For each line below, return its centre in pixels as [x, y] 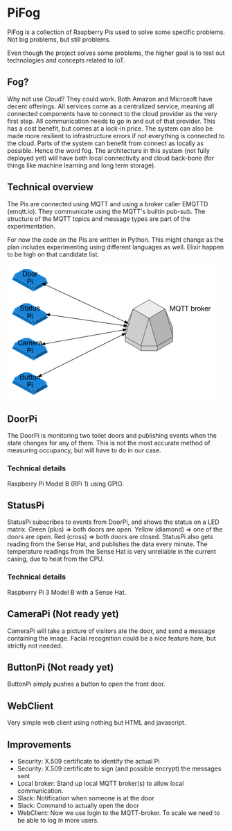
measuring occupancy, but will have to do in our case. [84, 450]
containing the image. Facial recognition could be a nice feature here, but [111, 638]
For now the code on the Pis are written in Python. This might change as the [115, 239]
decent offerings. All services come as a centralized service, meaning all [111, 106]
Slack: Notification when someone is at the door [86, 798]
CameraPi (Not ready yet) [63, 614]
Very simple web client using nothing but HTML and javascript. [97, 723]
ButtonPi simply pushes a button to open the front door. [86, 684]
